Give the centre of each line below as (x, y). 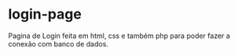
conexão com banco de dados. (58, 43)
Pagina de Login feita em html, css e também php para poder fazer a (119, 36)
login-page (45, 14)
